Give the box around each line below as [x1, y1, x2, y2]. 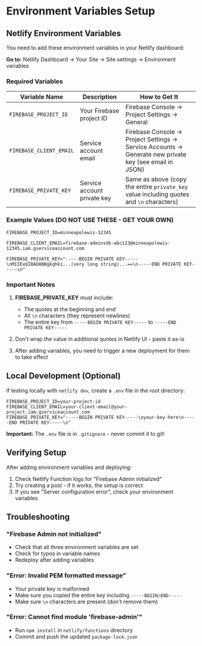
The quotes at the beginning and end [23, 305, 116, 312]
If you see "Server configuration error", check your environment [14, 488, 174, 495]
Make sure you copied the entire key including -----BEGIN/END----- [14, 591, 182, 598]
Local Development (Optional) [6, 371, 121, 381]
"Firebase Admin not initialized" [6, 530, 102, 538]
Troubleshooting [6, 512, 70, 522]
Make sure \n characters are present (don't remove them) [14, 598, 158, 605]
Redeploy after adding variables [14, 556, 94, 564]
